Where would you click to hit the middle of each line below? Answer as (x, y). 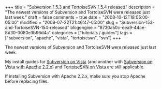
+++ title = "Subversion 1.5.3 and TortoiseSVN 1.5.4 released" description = (80, 7)
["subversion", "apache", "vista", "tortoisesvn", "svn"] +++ (63, 38)
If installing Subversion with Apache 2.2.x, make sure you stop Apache (75, 76)
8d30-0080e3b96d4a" (28, 33)
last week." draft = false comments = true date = (53, 17)
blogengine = (84, 28)
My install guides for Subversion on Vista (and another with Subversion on (79, 62)
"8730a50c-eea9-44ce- (122, 28)
